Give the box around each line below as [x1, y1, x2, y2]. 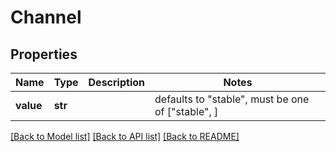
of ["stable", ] [154, 105, 219, 118]
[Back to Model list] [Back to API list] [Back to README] [10, 131, 240, 142]
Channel [10, 6, 82, 29]
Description [88, 76, 145, 89]
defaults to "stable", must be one [154, 92, 310, 106]
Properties [10, 46, 78, 63]
